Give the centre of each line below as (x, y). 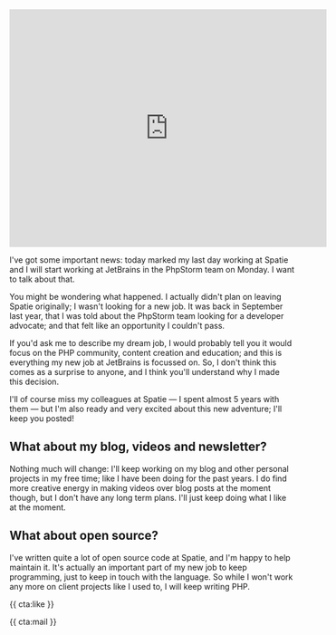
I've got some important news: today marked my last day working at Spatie (149, 260)
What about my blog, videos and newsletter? (138, 447)
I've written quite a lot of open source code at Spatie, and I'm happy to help (150, 557)
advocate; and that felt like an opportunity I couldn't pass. (117, 326)
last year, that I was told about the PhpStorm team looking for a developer (147, 316)
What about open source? (84, 536)
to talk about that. (42, 279)
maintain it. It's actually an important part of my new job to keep (128, 567)
